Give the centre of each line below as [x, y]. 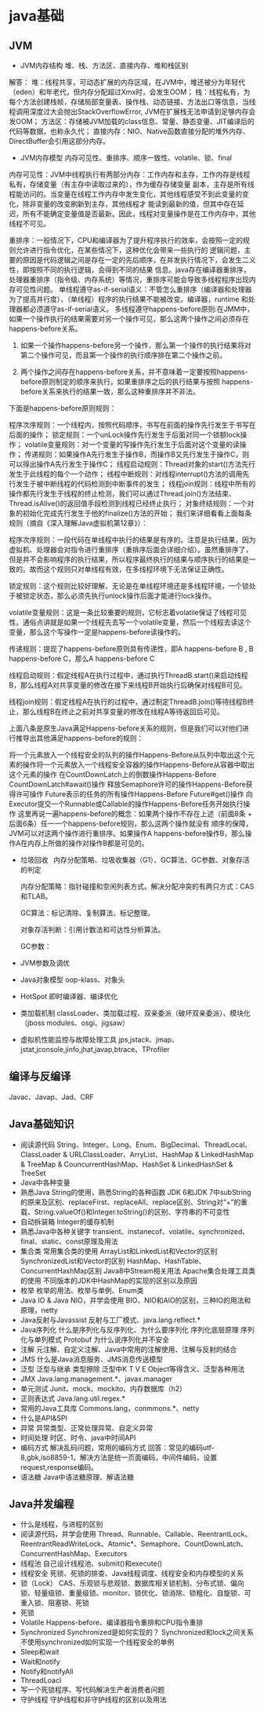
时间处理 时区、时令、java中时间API [78, 1438]
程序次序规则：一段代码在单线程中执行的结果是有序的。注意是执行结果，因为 [132, 540]
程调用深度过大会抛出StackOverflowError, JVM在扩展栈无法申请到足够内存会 [132, 112]
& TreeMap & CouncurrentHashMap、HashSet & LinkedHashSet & [127, 1164]
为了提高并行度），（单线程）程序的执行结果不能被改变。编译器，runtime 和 [129, 299]
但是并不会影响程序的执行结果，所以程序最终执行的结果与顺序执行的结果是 [129, 559]
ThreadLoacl [41, 1680]
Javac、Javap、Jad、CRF [52, 1097]
